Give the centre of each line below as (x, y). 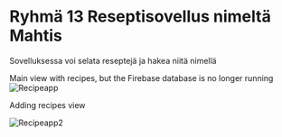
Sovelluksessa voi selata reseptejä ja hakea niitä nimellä (113, 60)
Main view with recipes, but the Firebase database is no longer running (141, 78)
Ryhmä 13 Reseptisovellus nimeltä (140, 17)
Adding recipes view (47, 105)
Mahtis (36, 36)
